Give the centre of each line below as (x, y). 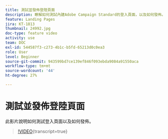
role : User (17, 52)
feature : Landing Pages (30, 19)
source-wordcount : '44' (30, 71)
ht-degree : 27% (21, 76)
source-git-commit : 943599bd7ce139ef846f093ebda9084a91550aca (72, 61)
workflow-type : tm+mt (28, 66)
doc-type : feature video (31, 33)
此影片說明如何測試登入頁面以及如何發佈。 (49, 121)
